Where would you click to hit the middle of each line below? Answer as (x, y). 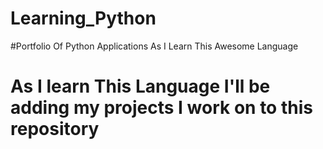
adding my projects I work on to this (161, 108)
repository (55, 129)
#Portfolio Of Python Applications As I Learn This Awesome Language (154, 46)
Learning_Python (83, 18)
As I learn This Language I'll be (140, 86)
